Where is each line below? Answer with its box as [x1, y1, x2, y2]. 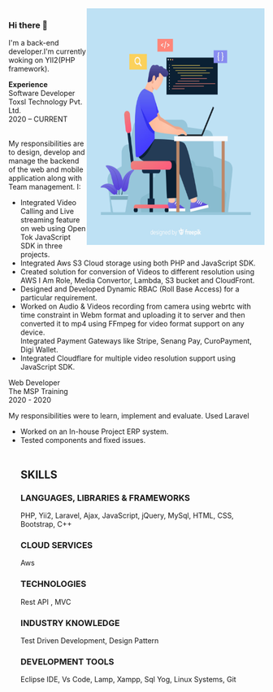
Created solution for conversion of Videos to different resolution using [19, 267, 255, 277]
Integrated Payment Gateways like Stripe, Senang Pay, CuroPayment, [19, 336, 252, 346]
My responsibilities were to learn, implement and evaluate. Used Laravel [8, 411, 249, 421]
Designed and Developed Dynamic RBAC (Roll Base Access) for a [19, 284, 240, 294]
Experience [8, 80, 48, 90]
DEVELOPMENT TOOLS [19, 655, 115, 667]
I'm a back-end [8, 38, 59, 48]
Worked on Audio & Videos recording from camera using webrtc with [19, 301, 252, 312]
